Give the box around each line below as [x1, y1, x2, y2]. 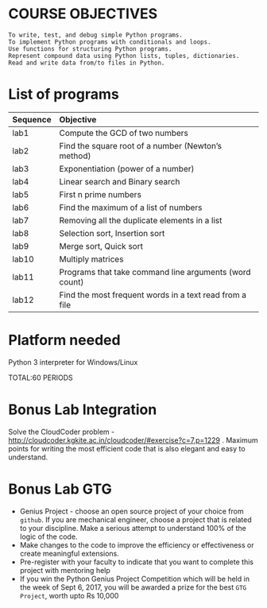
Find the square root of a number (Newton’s [59, 140, 222, 151]
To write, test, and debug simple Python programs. [8, 31, 183, 39]
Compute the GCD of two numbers [59, 127, 189, 138]
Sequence [12, 114, 52, 125]
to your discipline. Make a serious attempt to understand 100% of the [19, 523, 246, 532]
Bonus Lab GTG [8, 480, 113, 498]
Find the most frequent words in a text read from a [59, 289, 246, 300]
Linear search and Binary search [59, 176, 180, 187]
